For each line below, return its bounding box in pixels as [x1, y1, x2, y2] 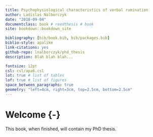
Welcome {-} [5, 109, 61, 120]
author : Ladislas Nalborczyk [5, 12, 67, 17]
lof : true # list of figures [5, 78, 67, 83]
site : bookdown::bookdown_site [5, 26, 71, 31]
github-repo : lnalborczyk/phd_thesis [5, 49, 85, 55]
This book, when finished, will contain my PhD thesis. [5, 125, 117, 132]
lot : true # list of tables [5, 73, 65, 78]
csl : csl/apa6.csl [5, 68, 44, 74]
